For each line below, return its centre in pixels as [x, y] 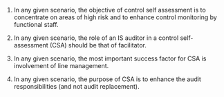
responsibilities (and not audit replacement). [76, 86]
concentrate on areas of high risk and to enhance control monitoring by [115, 17]
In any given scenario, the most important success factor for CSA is [110, 58]
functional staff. [36, 24]
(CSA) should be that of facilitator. [98, 45]
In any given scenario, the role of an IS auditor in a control [96, 38]
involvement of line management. [61, 66]
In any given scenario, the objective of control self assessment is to [110, 10]
